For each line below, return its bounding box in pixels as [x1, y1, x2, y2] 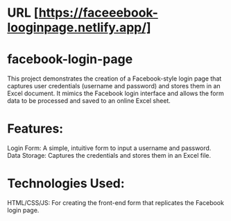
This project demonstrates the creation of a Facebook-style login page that [7, 74, 222, 83]
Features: [7, 121, 64, 137]
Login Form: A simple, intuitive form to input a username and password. [7, 144, 212, 152]
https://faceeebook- [38, 5, 158, 21]
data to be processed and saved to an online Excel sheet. [7, 97, 171, 105]
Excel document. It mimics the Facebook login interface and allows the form [7, 89, 224, 98]
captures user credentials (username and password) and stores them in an [7, 82, 221, 90]
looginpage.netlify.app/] [7, 19, 151, 35]
